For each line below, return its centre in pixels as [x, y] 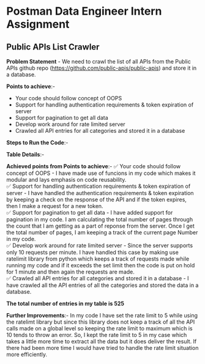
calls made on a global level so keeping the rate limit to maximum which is [99, 328]
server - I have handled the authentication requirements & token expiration [100, 193]
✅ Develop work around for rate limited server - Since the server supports [100, 245]
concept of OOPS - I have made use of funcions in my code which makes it [101, 173]
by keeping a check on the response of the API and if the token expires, [96, 199]
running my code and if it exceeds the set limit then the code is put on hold [101, 265]
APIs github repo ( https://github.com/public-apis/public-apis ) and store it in [102, 68]
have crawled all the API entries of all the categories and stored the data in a [102, 285]
